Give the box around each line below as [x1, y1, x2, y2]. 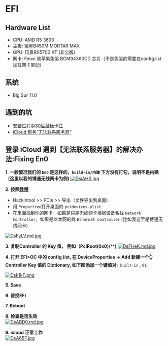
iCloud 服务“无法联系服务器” [12, 129, 72, 135]
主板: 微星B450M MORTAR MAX [12, 43, 80, 49]
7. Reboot [5, 303, 25, 309]
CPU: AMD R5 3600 [12, 37, 54, 43]
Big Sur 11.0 [12, 92, 37, 98]
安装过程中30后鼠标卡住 [12, 123, 63, 129]
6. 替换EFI [5, 293, 26, 299]
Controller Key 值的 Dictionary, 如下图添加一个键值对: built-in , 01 [5, 262, 147, 268]
